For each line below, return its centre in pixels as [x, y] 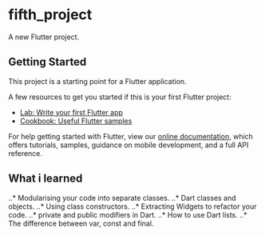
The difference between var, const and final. [81, 223]
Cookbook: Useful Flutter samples [76, 121]
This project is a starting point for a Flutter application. [97, 81]
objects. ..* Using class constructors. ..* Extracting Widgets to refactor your [132, 206]
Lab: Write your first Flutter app [71, 112]
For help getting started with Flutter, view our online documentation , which [131, 136]
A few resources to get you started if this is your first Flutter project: [120, 97]
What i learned [45, 179]
